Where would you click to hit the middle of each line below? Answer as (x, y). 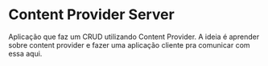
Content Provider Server (91, 15)
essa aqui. (25, 53)
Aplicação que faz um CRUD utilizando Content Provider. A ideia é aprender (134, 37)
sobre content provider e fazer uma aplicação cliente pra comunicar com (130, 45)
